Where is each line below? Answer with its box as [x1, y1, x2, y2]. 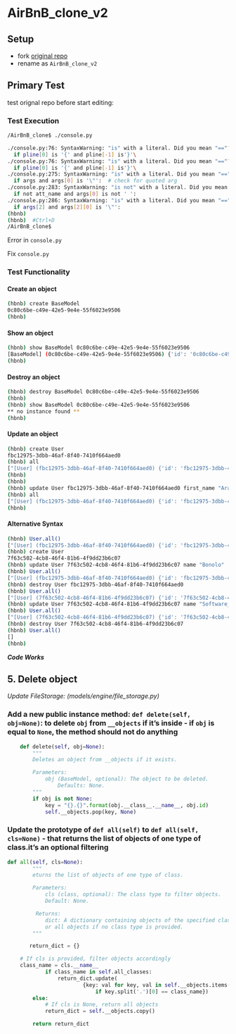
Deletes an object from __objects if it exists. [32, 756, 178, 763]
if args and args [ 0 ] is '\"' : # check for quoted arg [13, 178, 178, 185]
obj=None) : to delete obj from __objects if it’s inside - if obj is [7, 718, 215, 728]
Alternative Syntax [7, 519, 63, 528]
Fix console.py [7, 250, 49, 258]
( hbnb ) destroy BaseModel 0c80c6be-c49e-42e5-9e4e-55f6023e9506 [7, 388, 199, 395]
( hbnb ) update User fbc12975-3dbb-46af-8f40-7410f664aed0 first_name [7, 484, 216, 491]
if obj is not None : [32, 795, 93, 802]
